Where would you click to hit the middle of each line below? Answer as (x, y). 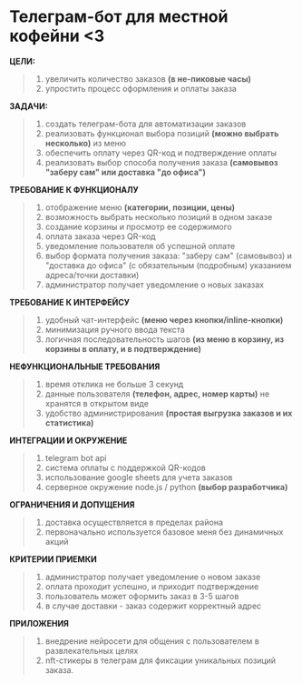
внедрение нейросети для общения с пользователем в (152, 641)
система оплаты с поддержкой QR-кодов (126, 467)
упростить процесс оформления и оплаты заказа (141, 88)
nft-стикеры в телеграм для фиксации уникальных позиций (161, 660)
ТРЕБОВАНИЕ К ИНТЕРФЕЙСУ (69, 302)
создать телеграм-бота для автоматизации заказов (146, 124)
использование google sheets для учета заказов (139, 477)
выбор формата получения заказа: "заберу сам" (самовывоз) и (169, 256)
